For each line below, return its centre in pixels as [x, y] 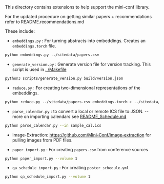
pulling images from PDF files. [42, 140]
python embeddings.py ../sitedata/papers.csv [52, 55]
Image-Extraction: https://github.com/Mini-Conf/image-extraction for [82, 135]
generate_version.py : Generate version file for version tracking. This [82, 64]
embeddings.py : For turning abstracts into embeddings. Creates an [79, 41]
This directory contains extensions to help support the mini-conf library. [77, 7]
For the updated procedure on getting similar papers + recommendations [79, 16]
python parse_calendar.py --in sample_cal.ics [53, 125]
